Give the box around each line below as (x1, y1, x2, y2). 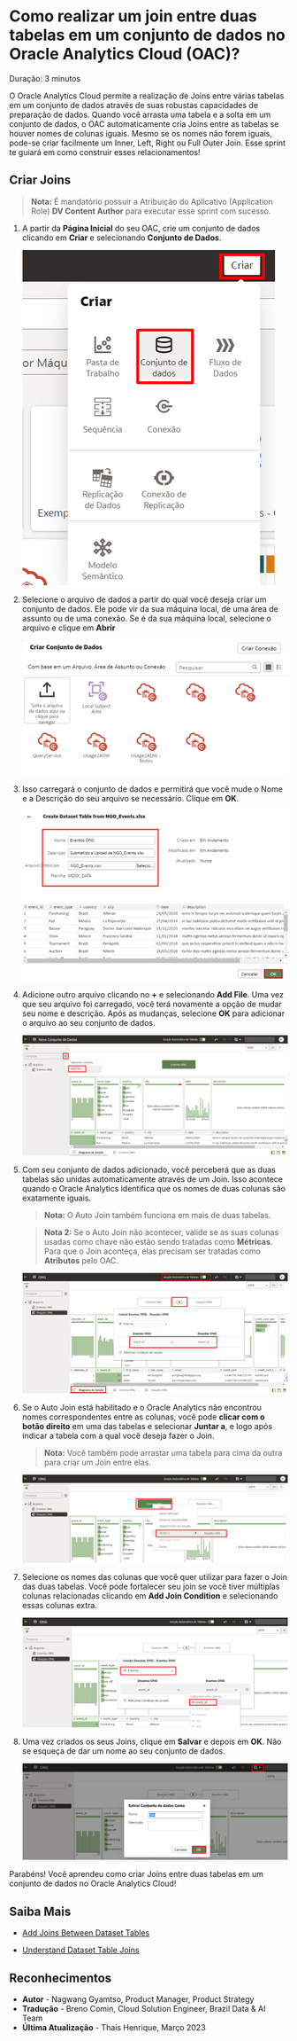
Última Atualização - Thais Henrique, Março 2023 (21, 2022, 206, 2033)
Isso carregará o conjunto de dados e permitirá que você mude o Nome (21, 783, 283, 794)
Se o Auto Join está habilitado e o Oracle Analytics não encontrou (21, 1402, 263, 1412)
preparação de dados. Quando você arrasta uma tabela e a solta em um (9, 109, 271, 120)
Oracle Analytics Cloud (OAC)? (9, 44, 240, 64)
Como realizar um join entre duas (9, 6, 258, 27)
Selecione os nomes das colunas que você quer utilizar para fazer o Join (21, 1572, 287, 1583)
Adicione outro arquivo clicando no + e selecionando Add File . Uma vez (21, 989, 285, 999)
